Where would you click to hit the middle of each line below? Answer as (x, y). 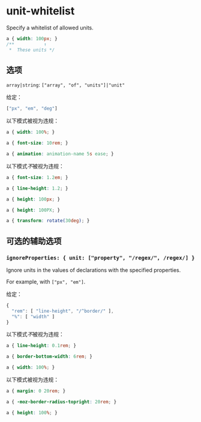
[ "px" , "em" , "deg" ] (32, 109)
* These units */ (32, 50)
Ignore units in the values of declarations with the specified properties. (94, 270)
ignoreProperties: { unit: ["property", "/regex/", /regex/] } (100, 258)
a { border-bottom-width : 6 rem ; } (49, 357)
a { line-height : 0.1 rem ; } (41, 346)
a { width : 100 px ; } (32, 38)
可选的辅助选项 (34, 241)
